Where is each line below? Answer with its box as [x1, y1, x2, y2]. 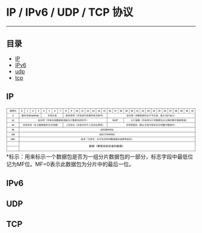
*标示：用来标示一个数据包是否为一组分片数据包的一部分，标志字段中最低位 [6, 153, 194, 160]
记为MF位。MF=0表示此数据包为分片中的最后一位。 [6, 160, 134, 168]
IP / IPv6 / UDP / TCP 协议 [6, 5, 133, 19]
